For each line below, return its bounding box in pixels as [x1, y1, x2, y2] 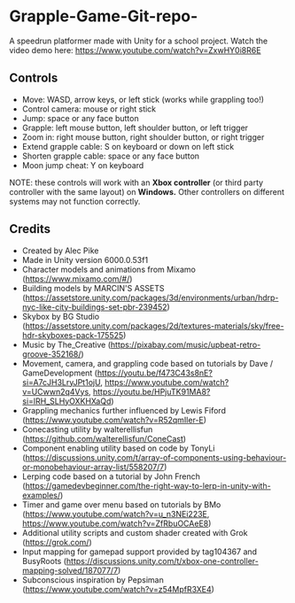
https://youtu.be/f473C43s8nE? [97, 367, 213, 378]
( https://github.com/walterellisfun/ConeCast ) [21, 433, 187, 444]
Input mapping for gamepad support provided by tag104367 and [21, 546, 258, 557]
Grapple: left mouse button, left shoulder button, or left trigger [21, 122, 249, 133]
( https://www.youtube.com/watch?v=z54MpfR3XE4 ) [21, 584, 215, 594]
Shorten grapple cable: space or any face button [21, 151, 200, 161]
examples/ [21, 490, 60, 500]
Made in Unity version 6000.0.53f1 [21, 254, 149, 265]
